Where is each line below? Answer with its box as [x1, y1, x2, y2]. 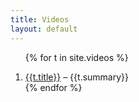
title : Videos [10, 14, 70, 25]
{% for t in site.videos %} [24, 51, 129, 63]
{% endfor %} [24, 81, 83, 93]
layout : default [10, 24, 78, 34]
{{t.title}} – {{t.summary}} [24, 71, 130, 83]
